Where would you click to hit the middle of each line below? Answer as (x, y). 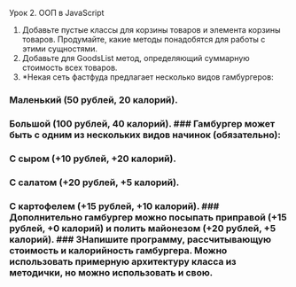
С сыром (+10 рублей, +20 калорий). (93, 159)
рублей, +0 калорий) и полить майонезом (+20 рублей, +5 (143, 228)
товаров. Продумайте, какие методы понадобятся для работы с (144, 39)
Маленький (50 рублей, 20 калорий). (94, 99)
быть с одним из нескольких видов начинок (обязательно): (145, 135)
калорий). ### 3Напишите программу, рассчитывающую (140, 239)
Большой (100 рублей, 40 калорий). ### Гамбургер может (142, 123)
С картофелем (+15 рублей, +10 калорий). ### (114, 206)
